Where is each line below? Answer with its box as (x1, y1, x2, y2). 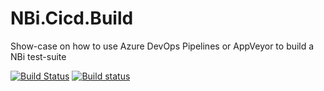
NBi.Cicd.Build (10, 7, 134, 30)
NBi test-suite (10, 50, 67, 62)
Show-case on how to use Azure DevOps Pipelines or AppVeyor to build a (10, 40, 315, 52)
